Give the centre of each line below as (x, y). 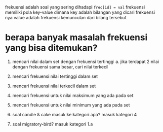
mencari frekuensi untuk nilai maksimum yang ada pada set (73, 95)
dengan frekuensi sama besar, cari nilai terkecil (60, 66)
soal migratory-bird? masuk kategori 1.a (52, 124)
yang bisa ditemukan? (51, 48)
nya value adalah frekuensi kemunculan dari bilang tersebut (66, 17)
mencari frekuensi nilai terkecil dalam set (54, 86)
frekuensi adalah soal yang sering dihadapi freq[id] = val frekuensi (75, 7)
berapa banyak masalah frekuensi (76, 38)
